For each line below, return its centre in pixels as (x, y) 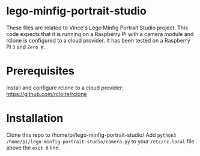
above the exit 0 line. (33, 148)
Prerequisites (41, 71)
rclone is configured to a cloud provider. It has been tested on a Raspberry (98, 40)
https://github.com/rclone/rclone (47, 94)
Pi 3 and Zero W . (26, 47)
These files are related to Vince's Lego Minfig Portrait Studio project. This (97, 28)
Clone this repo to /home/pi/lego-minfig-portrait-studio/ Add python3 (91, 135)
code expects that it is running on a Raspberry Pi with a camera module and (100, 34)
